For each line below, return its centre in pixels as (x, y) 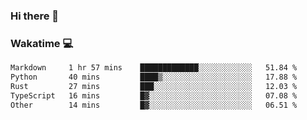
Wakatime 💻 (42, 43)
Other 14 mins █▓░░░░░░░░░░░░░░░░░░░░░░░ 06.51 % (154, 105)
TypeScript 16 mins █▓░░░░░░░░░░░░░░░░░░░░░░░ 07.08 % (154, 95)
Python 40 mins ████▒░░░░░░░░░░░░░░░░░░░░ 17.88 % (154, 77)
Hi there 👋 (35, 16)
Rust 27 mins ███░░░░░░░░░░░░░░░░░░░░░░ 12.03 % (154, 86)
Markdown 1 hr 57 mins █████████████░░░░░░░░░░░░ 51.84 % (154, 68)
